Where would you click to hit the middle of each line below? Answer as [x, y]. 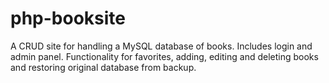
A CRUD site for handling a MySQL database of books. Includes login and [161, 46]
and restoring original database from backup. [103, 67]
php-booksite [68, 18]
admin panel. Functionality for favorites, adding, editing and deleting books [164, 56]
